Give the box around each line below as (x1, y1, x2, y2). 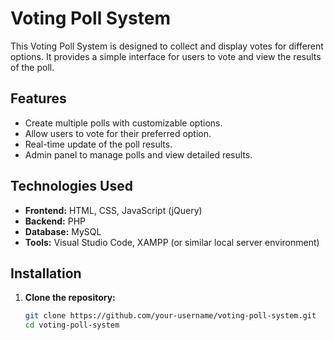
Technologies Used (10, 178, 133, 195)
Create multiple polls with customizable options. (24, 117, 223, 129)
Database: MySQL (24, 225, 102, 237)
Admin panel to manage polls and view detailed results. (24, 148, 253, 161)
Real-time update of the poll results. (24, 138, 173, 150)
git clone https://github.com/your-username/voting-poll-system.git (24, 311, 317, 321)
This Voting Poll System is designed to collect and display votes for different (10, 40, 324, 52)
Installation (10, 265, 82, 282)
